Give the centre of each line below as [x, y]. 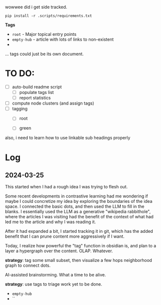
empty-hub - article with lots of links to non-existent [63, 39]
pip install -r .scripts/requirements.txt [48, 16]
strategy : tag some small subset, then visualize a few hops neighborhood [79, 260]
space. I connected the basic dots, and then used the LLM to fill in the [75, 206]
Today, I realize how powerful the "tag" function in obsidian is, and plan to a [81, 246]
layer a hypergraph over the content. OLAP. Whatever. [59, 251]
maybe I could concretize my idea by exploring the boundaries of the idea [79, 201]
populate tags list [37, 92]
